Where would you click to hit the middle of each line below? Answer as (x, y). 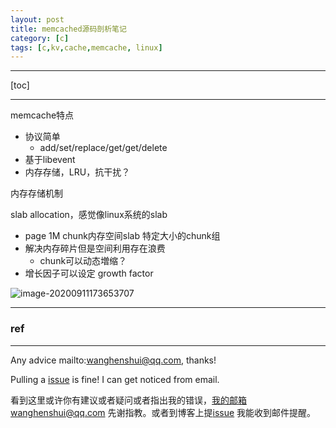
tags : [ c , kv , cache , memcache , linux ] (86, 47)
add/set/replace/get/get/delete (103, 148)
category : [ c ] (40, 38)
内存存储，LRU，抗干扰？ (77, 172)
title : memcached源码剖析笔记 (68, 29)
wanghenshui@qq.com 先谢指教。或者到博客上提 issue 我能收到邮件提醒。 (163, 412)
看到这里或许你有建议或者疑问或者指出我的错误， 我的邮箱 (128, 400)
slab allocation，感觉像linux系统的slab (89, 215)
